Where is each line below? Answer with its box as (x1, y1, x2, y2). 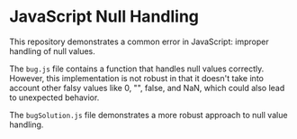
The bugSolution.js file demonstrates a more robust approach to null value (9, 109, 288, 120)
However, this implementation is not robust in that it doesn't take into (9, 72, 264, 83)
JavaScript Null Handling (9, 6, 200, 27)
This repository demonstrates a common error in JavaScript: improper (9, 36, 269, 47)
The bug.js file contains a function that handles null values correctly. (9, 63, 265, 74)
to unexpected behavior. (9, 92, 100, 103)
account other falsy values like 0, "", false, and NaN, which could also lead (9, 82, 285, 93)
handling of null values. (9, 45, 96, 56)
